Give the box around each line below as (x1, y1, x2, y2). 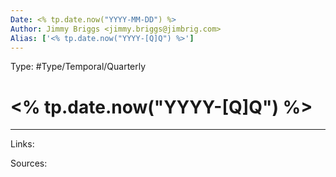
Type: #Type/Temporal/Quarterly (10, 61, 147, 73)
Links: (10, 138, 35, 150)
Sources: (10, 157, 48, 170)
